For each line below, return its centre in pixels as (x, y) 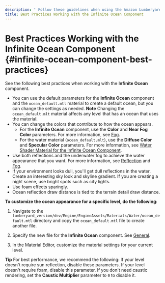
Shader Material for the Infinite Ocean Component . (71, 150)
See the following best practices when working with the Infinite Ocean (77, 84)
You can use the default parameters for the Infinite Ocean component (83, 98)
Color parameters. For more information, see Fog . (70, 135)
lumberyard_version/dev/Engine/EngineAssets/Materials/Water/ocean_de (86, 216)
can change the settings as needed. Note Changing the (68, 109)
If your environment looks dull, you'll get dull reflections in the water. (82, 171)
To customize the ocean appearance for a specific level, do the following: (82, 201)
